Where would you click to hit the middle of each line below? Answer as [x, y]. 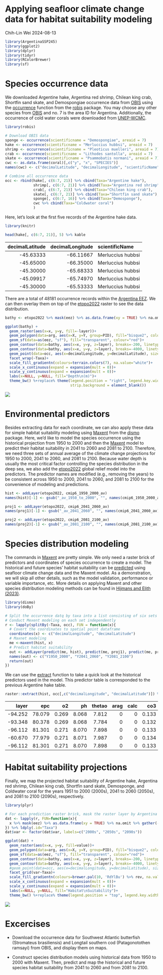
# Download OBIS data [27, 136]
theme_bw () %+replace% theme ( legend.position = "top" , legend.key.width [84, 895]
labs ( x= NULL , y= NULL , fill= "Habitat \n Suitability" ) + [64, 891]
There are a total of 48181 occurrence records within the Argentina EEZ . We [81, 298]
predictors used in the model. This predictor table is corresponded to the [78, 680]
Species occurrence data [57, 84]
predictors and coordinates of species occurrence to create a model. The [78, 562]
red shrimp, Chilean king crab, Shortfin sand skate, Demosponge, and [75, 786]
